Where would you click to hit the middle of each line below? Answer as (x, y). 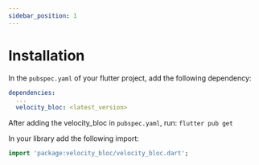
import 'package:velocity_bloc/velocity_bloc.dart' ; (99, 154)
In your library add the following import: (74, 138)
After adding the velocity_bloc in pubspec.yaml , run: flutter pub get (121, 123)
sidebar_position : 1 (43, 16)
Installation (47, 55)
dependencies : (32, 93)
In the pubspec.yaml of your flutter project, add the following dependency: (130, 78)
